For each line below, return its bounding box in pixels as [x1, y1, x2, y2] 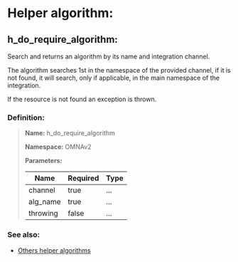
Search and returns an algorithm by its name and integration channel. [7, 52, 210, 61]
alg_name [28, 197, 62, 207]
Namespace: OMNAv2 [24, 142, 92, 151]
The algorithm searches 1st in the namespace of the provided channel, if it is [7, 66, 231, 74]
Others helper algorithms [17, 246, 91, 254]
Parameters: [24, 157, 63, 165]
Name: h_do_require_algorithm [24, 129, 115, 137]
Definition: [7, 112, 45, 122]
